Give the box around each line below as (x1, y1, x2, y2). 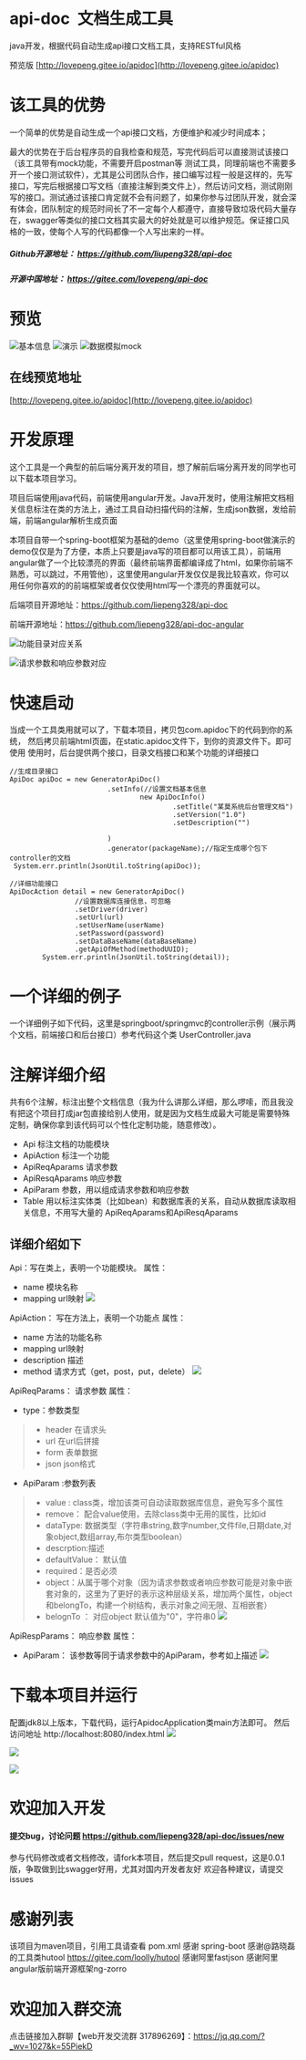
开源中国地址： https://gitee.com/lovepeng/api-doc (9, 273, 209, 284)
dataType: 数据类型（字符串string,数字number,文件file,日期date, (45, 1520, 284, 1531)
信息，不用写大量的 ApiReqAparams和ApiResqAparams (30, 1207, 239, 1218)
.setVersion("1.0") (172, 811, 247, 820)
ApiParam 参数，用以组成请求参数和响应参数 (22, 1185, 189, 1196)
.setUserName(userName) (74, 921, 166, 930)
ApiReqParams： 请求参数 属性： (9, 1385, 134, 1396)
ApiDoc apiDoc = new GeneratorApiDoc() (9, 775, 161, 784)
